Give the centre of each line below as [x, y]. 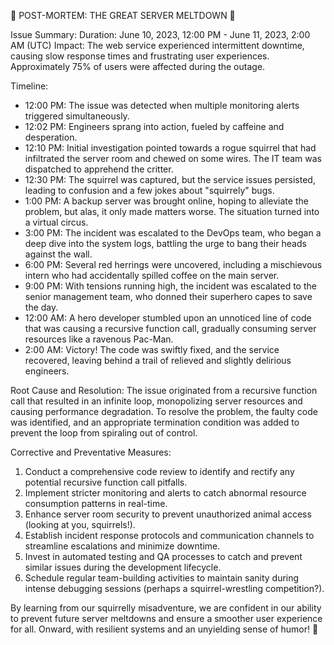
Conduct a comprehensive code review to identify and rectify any [159, 471]
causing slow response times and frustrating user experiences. [140, 56]
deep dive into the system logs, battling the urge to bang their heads [165, 243]
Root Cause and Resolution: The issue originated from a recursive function [164, 390]
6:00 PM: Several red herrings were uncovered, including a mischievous [173, 264]
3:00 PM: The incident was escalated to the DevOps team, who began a [173, 233]
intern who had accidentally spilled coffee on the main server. [152, 275]
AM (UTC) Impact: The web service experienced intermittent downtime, [157, 45]
